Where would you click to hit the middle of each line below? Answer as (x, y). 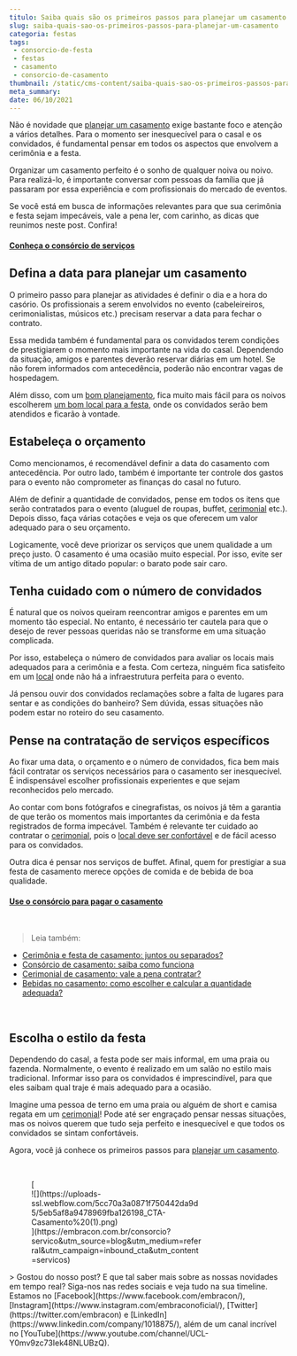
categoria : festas (43, 34)
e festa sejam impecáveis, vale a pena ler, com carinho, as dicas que (134, 216)
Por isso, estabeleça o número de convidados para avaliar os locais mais (142, 658)
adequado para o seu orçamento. (70, 527)
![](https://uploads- (66, 1194)
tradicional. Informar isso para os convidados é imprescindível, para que (141, 1079)
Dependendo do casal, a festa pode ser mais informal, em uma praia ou (139, 1059)
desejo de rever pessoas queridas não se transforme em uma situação (138, 631)
